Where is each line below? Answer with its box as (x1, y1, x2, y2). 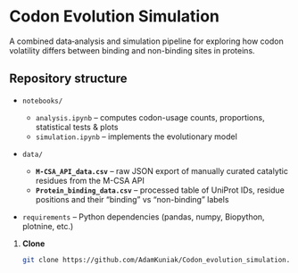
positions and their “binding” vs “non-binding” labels (35, 194, 229, 204)
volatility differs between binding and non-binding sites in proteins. (9, 45, 256, 55)
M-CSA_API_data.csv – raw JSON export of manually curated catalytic (35, 165, 288, 176)
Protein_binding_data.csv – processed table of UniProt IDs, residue (35, 185, 286, 195)
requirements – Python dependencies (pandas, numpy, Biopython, (21, 211, 265, 222)
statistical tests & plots (35, 121, 119, 132)
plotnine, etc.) (21, 220, 74, 231)
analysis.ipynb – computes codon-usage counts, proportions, (35, 112, 265, 122)
